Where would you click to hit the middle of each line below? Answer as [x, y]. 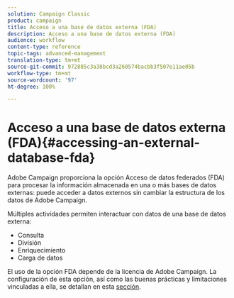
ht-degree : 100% [31, 87]
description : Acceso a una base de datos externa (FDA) [91, 34]
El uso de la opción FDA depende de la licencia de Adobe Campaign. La [112, 272]
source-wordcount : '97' [43, 80]
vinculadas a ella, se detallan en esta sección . [74, 287]
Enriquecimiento [41, 250]
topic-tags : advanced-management [57, 54]
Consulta [31, 236]
